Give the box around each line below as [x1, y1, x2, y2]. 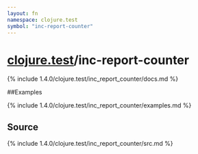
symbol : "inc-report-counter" [7, 23, 94, 29]
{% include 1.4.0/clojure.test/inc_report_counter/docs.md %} [7, 75, 179, 83]
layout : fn [7, 10, 38, 17]
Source [7, 121, 39, 133]
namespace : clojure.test [7, 16, 78, 23]
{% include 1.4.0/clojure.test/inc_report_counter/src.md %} [7, 140, 173, 148]
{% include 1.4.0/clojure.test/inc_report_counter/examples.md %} [7, 101, 192, 110]
